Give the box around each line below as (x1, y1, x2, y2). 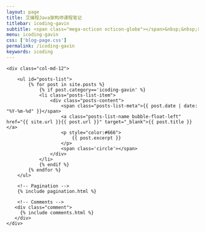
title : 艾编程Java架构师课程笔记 (6, 15, 82, 21)
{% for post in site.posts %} (28, 81, 105, 87)
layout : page (6, 9, 40, 15)
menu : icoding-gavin (6, 32, 59, 38)
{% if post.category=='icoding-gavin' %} (38, 87, 146, 93)
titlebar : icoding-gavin (6, 20, 70, 26)
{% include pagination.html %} (17, 188, 97, 194)
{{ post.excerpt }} (71, 135, 121, 141)
